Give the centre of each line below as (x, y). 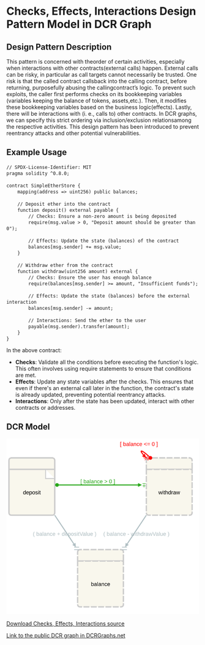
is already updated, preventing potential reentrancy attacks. (91, 394)
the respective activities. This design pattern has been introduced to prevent (102, 126)
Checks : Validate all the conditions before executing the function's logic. (107, 362)
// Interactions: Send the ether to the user (88, 320)
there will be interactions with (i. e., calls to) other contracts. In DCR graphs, (102, 114)
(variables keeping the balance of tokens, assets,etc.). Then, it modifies (96, 100)
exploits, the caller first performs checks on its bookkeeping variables (94, 94)
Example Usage (37, 152)
